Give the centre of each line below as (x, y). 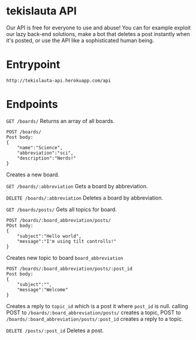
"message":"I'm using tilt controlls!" (67, 241)
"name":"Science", (40, 148)
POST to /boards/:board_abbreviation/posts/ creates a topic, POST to (94, 312)
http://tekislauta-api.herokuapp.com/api (59, 80)
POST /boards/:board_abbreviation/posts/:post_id (70, 269)
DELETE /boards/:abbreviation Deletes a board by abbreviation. (85, 198)
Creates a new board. (33, 174)
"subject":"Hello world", (49, 236)
